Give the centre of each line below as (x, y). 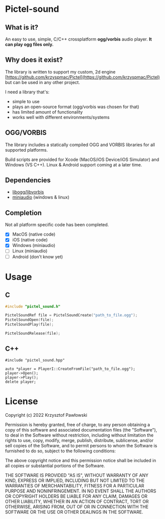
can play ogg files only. (29, 44)
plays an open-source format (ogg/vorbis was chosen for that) (76, 107)
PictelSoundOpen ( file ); (30, 320)
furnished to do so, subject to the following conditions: (60, 451)
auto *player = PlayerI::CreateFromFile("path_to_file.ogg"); (70, 369)
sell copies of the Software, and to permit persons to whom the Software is (81, 445)
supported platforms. (27, 150)
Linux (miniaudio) (30, 251)
